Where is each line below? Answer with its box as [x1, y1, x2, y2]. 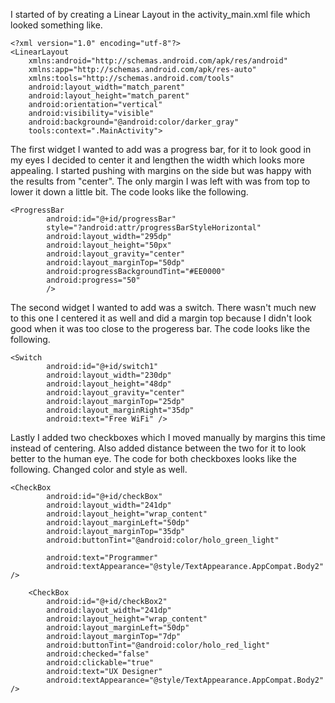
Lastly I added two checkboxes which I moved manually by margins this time [10, 432, 326, 443]
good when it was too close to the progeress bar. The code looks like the [10, 323, 311, 334]
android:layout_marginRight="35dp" [46, 405, 195, 415]
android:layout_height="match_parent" [28, 91, 190, 101]
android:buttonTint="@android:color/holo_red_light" [46, 640, 271, 650]
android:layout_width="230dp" [46, 370, 172, 380]
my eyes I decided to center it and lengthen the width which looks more [10, 154, 305, 166]
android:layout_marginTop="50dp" [46, 258, 186, 268]
